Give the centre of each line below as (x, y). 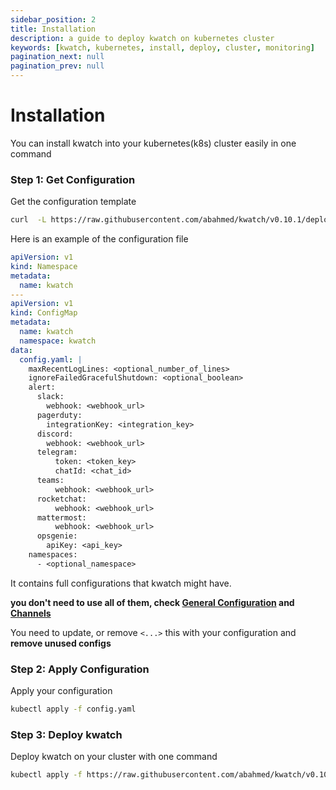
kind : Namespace (44, 266)
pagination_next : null (57, 57)
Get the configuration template (73, 202)
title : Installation (53, 29)
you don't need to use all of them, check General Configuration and (152, 602)
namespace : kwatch (58, 341)
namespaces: (53, 555)
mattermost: (61, 517)
